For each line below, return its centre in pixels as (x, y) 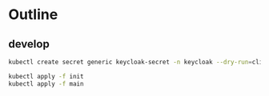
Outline (33, 15)
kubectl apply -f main (46, 84)
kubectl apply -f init (46, 76)
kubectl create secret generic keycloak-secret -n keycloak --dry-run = (130, 62)
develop (29, 44)
